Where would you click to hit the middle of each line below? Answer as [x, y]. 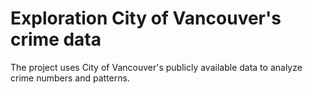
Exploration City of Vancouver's [146, 18]
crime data [56, 39]
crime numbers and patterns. [70, 78]
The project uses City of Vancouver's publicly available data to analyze [156, 67]
